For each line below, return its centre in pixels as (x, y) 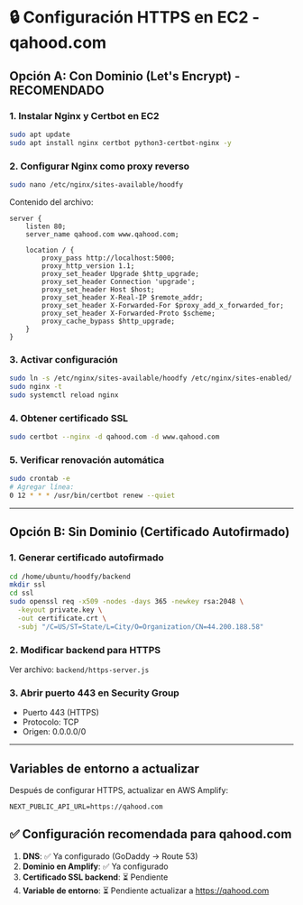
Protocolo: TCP (50, 722)
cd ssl (22, 593)
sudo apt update (40, 134)
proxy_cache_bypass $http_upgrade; (109, 321)
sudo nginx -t (36, 386)
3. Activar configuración (64, 359)
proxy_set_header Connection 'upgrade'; (119, 282)
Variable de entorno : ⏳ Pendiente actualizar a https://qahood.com (146, 891)
